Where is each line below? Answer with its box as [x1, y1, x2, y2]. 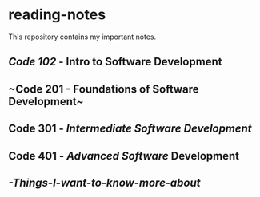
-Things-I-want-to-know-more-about [8, 175, 202, 189]
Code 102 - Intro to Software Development [8, 55, 222, 69]
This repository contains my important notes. [8, 32, 157, 41]
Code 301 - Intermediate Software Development [8, 122, 252, 136]
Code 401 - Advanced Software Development [8, 149, 240, 163]
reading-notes [8, 6, 106, 24]
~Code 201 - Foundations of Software [8, 82, 199, 96]
